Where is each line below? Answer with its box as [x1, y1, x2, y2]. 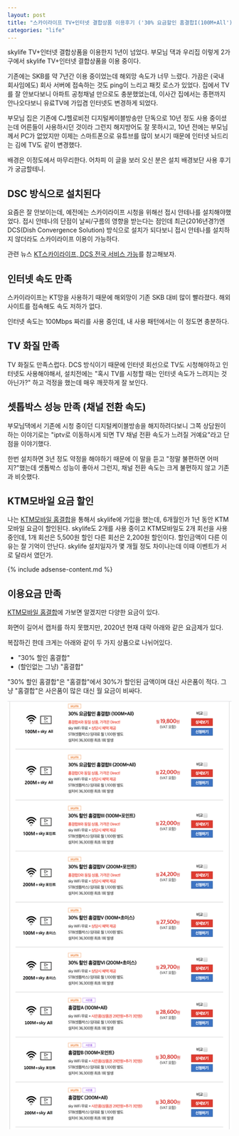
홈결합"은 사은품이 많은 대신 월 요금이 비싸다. [17, 686, 142, 695]
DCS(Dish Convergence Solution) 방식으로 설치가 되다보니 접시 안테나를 [7, 225, 211, 235]
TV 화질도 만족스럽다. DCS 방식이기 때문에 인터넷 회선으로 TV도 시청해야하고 [7, 360, 221, 369]
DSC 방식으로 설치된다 [7, 188, 101, 200]
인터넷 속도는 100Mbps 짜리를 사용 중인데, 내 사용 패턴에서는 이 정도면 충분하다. [7, 318, 230, 325]
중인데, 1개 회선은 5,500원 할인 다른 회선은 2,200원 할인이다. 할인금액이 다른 [7, 533, 221, 542]
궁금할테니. [14, 165, 46, 173]
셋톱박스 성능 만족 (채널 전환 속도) [7, 401, 147, 413]
